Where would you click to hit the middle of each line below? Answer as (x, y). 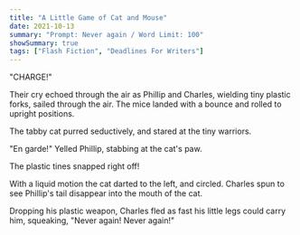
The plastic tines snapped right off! (75, 166)
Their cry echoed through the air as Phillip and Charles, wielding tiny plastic (150, 95)
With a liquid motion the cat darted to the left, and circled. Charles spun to (147, 184)
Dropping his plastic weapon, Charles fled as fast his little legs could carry (148, 211)
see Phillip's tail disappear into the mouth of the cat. (106, 193)
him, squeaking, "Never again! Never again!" (92, 221)
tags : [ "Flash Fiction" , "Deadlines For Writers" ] (107, 52)
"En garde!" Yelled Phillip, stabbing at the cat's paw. (106, 149)
